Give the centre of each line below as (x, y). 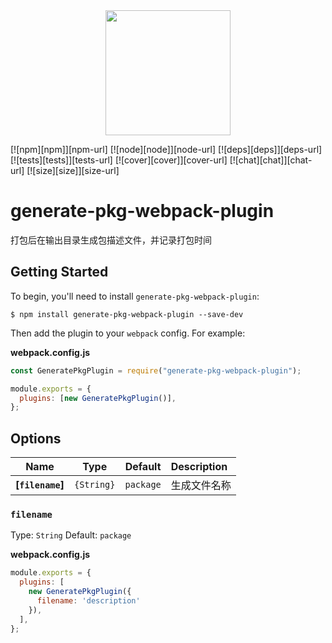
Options (36, 438)
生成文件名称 (201, 486)
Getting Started (59, 272)
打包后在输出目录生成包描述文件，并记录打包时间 (111, 240)
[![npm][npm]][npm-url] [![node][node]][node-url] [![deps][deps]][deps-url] (166, 149)
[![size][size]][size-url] (73, 170)
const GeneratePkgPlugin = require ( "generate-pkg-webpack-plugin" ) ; (156, 370)
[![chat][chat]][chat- (271, 160)
